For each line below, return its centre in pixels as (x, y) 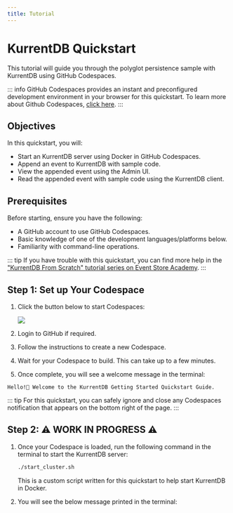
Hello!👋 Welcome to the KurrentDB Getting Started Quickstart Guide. (111, 387)
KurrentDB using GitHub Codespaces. (62, 75)
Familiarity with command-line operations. (78, 247)
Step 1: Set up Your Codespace (76, 290)
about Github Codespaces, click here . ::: (66, 104)
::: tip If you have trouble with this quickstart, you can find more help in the (115, 260)
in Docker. (32, 488)
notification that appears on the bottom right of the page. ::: (93, 408)
